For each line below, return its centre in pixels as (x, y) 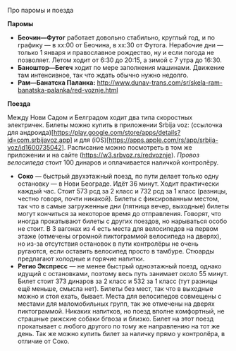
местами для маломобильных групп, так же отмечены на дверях (116, 304)
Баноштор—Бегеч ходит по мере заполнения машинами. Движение (121, 67)
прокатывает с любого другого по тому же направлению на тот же (119, 326)
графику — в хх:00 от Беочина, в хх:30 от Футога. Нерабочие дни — (120, 45)
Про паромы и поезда (41, 10)
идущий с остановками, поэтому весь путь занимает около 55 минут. (123, 274)
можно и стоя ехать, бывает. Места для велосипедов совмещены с (119, 296)
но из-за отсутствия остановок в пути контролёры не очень (108, 244)
